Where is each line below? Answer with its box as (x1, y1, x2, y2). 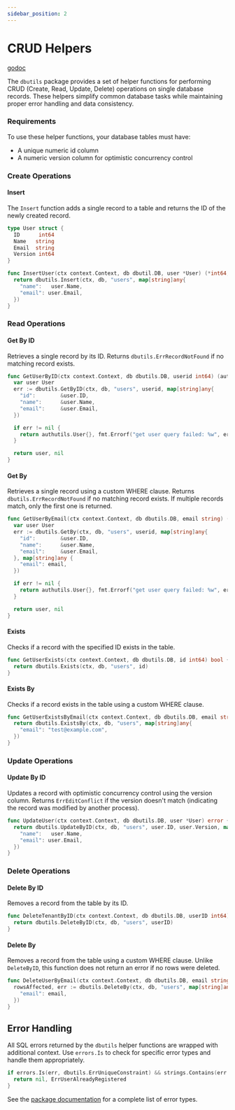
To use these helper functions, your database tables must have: (7, 132, 191, 140)
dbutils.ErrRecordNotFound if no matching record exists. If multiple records (7, 494, 224, 503)
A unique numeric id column (17, 146, 99, 154)
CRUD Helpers (7, 40, 92, 56)
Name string (13, 238, 55, 245)
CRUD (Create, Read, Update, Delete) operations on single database (7, 85, 204, 93)
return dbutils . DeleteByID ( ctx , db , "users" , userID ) (13, 919, 173, 926)
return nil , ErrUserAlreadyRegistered (13, 1076, 127, 1083)
